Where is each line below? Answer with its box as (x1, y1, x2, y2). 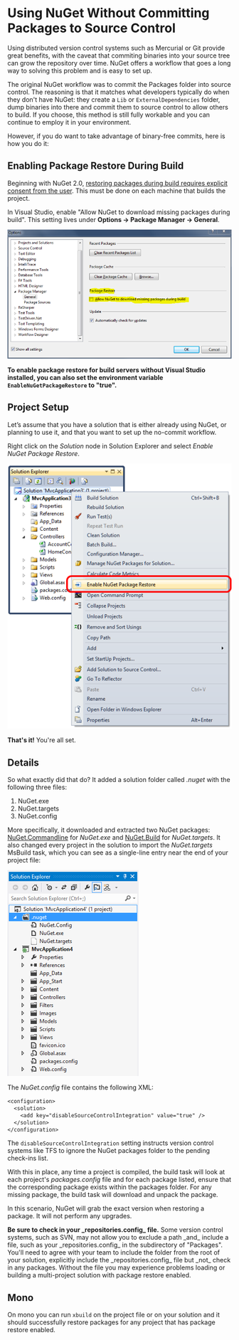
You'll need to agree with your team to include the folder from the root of (7, 1248, 221, 1257)
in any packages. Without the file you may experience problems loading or (7, 1263, 225, 1272)
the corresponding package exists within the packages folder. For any (7, 1183, 212, 1191)
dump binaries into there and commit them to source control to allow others (7, 102, 229, 111)
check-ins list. (7, 1154, 48, 1163)
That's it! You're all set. (7, 736, 76, 744)
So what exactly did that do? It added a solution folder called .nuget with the (7, 776, 230, 784)
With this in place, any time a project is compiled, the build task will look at (7, 1168, 225, 1176)
